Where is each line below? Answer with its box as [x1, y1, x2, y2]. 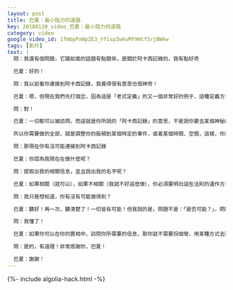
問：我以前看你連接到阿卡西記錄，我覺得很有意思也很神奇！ [13, 80, 158, 87]
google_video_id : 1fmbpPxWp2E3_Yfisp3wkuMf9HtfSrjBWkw [7, 36, 169, 43]
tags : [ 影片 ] [7, 42, 43, 49]
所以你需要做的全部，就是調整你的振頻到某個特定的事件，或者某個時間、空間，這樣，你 [13, 130, 225, 137]
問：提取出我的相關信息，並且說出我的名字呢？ [13, 168, 127, 175]
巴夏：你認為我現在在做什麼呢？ [13, 155, 92, 162]
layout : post [7, 10, 45, 17]
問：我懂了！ [13, 218, 45, 225]
